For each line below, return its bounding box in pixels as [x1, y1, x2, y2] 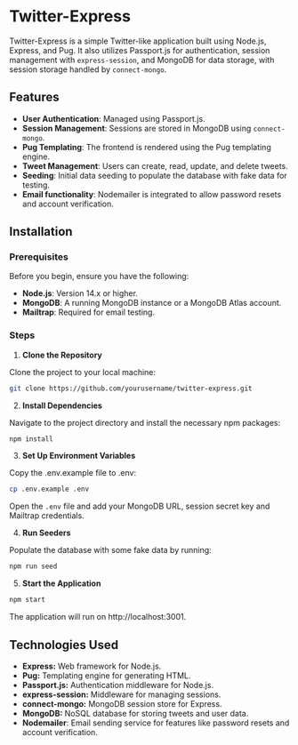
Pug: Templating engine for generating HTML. [21, 669, 191, 681]
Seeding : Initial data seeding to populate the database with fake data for [21, 170, 287, 180]
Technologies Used [9, 637, 118, 653]
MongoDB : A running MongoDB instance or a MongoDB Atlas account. [21, 298, 282, 308]
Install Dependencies [21, 400, 102, 411]
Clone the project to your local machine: [9, 366, 157, 377]
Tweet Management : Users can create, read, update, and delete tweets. [21, 160, 289, 171]
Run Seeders [21, 527, 71, 539]
